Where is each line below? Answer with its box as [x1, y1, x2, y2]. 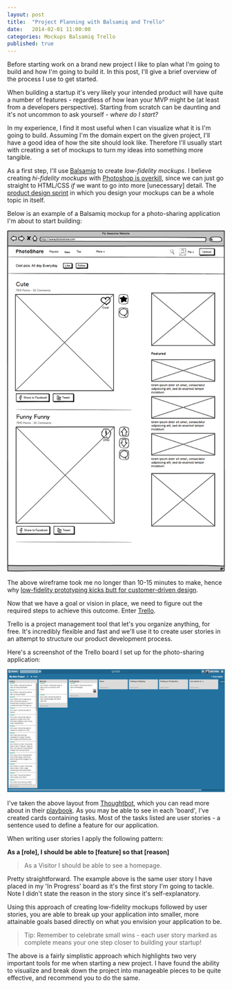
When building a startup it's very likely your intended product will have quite [7, 89, 224, 97]
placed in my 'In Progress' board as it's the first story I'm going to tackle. [7, 882, 214, 890]
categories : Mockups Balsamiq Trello [7, 33, 116, 40]
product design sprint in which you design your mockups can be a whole [7, 189, 215, 197]
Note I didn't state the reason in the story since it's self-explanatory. [7, 889, 201, 898]
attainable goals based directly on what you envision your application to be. [7, 917, 222, 925]
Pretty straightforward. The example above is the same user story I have [7, 874, 213, 882]
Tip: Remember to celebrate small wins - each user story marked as [23, 931, 217, 939]
